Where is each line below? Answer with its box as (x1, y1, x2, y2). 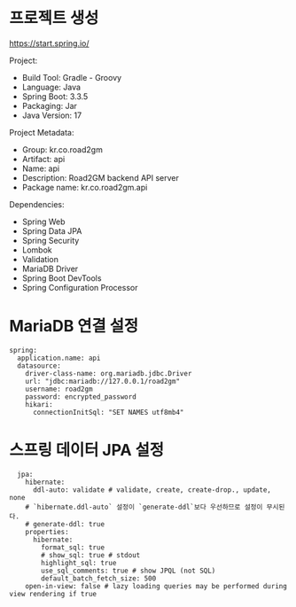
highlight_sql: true (41, 558, 117, 567)
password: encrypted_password (25, 392, 137, 401)
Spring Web (21, 216, 66, 227)
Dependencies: (9, 198, 65, 209)
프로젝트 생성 (9, 8, 99, 28)
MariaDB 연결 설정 (9, 316, 139, 337)
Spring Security (21, 235, 80, 245)
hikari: (25, 400, 53, 409)
